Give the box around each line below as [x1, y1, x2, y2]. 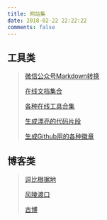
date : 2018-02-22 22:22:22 [7, 17, 87, 24]
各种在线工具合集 [24, 102, 75, 111]
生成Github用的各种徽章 [24, 132, 94, 141]
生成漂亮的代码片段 [24, 117, 81, 126]
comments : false [7, 23, 55, 31]
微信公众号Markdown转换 [24, 72, 100, 80]
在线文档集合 [24, 87, 62, 96]
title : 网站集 [7, 10, 46, 18]
